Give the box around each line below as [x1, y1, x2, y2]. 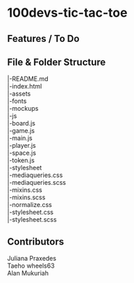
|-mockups [7, 105, 39, 113]
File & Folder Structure [7, 56, 106, 68]
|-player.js [7, 141, 36, 150]
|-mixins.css [7, 186, 43, 194]
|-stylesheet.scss [7, 215, 57, 224]
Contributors [7, 236, 65, 247]
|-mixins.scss [7, 193, 46, 201]
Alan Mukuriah [7, 269, 49, 277]
